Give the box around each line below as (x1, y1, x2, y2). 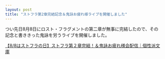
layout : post (5, 7, 32, 12)
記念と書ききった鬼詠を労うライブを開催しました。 (5, 32, 110, 38)
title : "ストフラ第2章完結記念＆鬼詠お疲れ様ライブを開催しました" (5, 12, 128, 17)
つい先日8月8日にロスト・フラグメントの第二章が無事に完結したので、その (5, 26, 159, 32)
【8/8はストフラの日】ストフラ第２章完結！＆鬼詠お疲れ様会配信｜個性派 (5, 42, 156, 48)
